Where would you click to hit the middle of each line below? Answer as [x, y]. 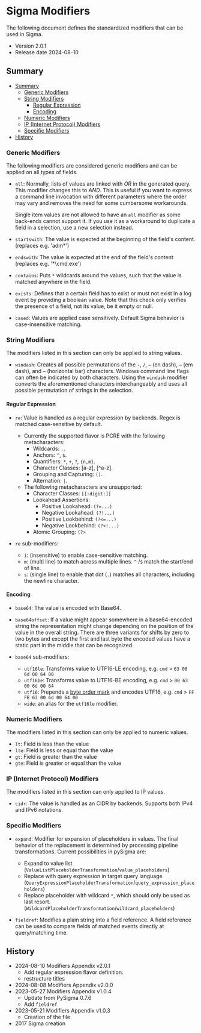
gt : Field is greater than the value [56, 757]
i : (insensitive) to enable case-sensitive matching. [86, 555]
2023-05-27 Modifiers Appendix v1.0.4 [63, 991]
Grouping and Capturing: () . [68, 474]
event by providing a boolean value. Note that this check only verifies [100, 300]
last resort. [37, 902]
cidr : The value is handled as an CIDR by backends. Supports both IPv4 [104, 803]
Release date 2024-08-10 [47, 52]
